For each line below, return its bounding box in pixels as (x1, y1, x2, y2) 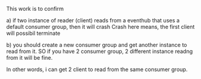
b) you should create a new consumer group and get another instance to (6, 42, 188, 48)
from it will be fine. (6, 54, 53, 61)
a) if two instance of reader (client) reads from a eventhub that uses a (6, 17, 180, 24)
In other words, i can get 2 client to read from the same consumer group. (6, 66, 188, 73)
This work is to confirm (6, 5, 64, 12)
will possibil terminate (6, 30, 61, 37)
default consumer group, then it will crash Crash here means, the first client (6, 24, 195, 30)
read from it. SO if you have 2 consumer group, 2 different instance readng (6, 48, 193, 55)
